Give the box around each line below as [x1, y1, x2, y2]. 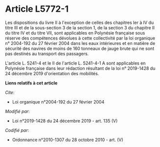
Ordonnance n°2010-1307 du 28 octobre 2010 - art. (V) [12, 137, 123, 143]
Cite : [5, 89, 15, 95]
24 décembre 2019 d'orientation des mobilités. [5, 70, 99, 76]
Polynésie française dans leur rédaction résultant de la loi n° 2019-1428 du [5, 65, 156, 71]
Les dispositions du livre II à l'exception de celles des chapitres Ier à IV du [5, 20, 154, 25]
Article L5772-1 [5, 3, 69, 15]
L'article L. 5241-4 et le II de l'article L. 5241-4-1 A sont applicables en [5, 60, 146, 66]
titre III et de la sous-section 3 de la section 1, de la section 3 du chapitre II [5, 24, 155, 30]
